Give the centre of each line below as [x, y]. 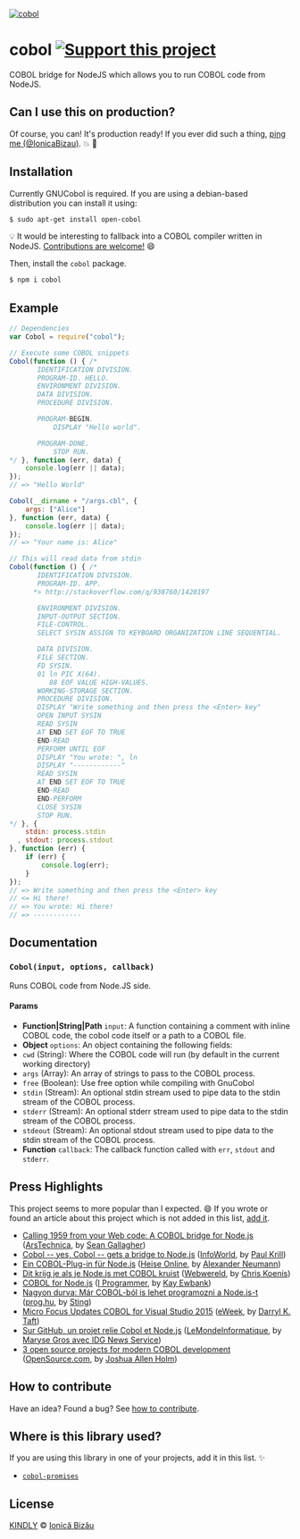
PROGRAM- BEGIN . [65, 419]
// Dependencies [39, 329]
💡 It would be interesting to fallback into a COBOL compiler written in [136, 236]
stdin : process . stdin [65, 832]
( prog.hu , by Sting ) [57, 1301]
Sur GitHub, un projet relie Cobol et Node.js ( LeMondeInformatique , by [152, 1330]
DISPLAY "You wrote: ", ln [87, 757]
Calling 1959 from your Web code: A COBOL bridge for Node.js [138, 1235]
